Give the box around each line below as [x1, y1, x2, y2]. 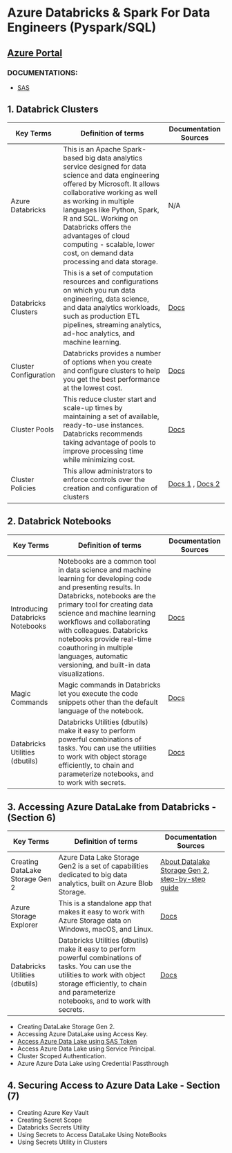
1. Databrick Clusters [7, 104, 99, 116]
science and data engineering [63, 170, 160, 180]
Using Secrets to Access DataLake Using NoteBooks [17, 1131, 167, 1139]
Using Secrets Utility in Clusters [17, 1138, 108, 1146]
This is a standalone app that [58, 898, 152, 908]
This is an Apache [63, 144, 122, 154]
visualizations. [58, 669, 105, 679]
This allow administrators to [63, 465, 153, 475]
